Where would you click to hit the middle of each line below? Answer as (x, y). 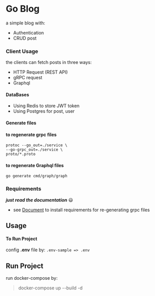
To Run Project (22, 239)
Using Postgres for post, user (44, 111)
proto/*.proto (21, 154)
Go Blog (23, 9)
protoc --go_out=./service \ (37, 145)
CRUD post (25, 38)
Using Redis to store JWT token (46, 106)
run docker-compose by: (32, 278)
